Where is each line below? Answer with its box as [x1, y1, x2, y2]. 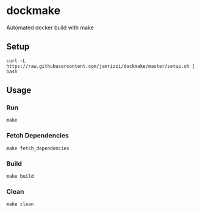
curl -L [6, 57, 26, 64]
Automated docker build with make [6, 24, 95, 31]
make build [6, 174, 34, 180]
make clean [6, 201, 34, 208]
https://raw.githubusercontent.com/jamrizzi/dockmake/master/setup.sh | [6, 63, 195, 69]
